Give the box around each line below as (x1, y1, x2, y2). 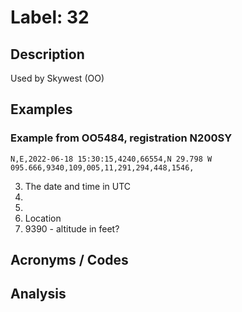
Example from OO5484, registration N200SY (10, 131, 233, 145)
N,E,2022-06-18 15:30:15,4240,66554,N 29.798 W (10, 154, 213, 164)
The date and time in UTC (24, 180, 132, 192)
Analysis (10, 286, 67, 303)
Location (24, 212, 62, 224)
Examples (10, 101, 73, 118)
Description (10, 46, 85, 63)
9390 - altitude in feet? (24, 222, 120, 235)
